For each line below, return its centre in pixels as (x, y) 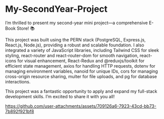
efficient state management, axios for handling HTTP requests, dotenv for (80, 66)
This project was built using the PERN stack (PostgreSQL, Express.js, (76, 40)
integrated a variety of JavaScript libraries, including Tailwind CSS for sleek (82, 50)
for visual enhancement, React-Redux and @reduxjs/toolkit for (81, 61)
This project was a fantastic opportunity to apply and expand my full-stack (81, 91)
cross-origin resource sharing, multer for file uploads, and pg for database (81, 76)
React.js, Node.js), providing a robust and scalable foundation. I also (75, 45)
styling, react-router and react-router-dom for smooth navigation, (72, 55)
